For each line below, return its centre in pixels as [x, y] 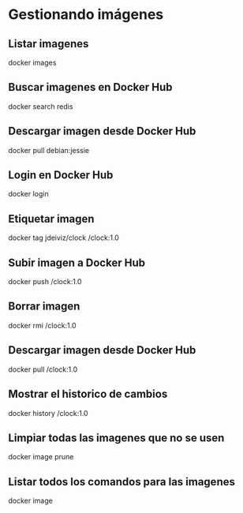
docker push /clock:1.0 [45, 282]
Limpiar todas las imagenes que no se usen [116, 438]
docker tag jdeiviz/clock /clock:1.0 [64, 238]
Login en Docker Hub [61, 175]
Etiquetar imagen [51, 219]
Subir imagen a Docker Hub [77, 262]
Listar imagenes [49, 44]
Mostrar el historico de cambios [88, 394]
